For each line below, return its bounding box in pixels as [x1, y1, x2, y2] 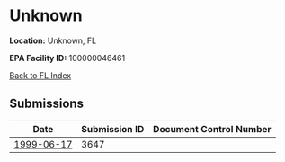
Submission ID [80, 122, 145, 135]
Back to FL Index [9, 69, 72, 81]
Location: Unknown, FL [9, 35, 97, 46]
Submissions [9, 96, 84, 112]
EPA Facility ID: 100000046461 [9, 52, 126, 63]
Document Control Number [152, 122, 272, 135]
